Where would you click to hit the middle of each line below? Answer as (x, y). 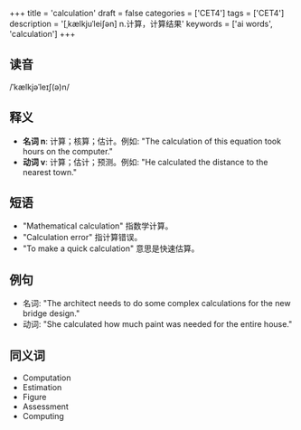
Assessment (46, 407)
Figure (34, 397)
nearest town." (50, 172)
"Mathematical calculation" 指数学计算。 (98, 226)
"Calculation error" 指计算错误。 (82, 238)
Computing (43, 416)
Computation (47, 378)
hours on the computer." (67, 151)
